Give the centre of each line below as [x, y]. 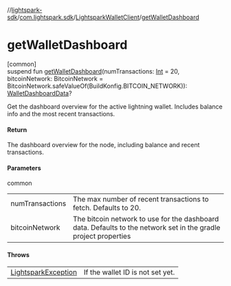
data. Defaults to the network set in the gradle [146, 228]
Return [17, 129]
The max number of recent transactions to [141, 199]
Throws [18, 254]
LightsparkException [44, 272]
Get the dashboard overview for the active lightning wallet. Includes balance [115, 107]
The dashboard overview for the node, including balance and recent [103, 145]
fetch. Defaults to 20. [107, 208]
